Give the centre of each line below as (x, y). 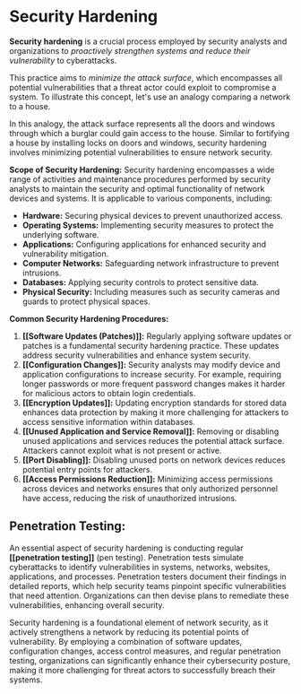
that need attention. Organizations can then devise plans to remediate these (149, 595)
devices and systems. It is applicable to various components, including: (141, 198)
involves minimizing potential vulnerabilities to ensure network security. (141, 152)
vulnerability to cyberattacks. (63, 60)
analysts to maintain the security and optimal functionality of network (137, 188)
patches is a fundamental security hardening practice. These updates (150, 345)
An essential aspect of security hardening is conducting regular (126, 548)
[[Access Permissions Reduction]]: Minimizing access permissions (147, 479)
